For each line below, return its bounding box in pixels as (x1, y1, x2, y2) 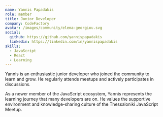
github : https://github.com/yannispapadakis (9, 35, 102, 40)
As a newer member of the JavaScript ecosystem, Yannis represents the (5, 91, 152, 97)
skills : (5, 44, 21, 49)
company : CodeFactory (5, 21, 50, 26)
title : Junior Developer (5, 16, 56, 21)
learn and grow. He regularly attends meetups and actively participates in (5, 76, 154, 82)
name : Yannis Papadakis (5, 7, 54, 12)
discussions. (5, 82, 31, 88)
